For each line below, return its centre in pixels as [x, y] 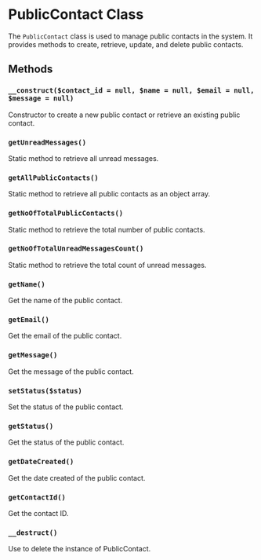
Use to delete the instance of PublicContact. [80, 549]
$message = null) [41, 99]
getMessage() [33, 355]
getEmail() [29, 320]
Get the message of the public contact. [71, 372]
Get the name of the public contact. [65, 301]
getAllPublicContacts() [54, 178]
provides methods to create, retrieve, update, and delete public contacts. [126, 44]
